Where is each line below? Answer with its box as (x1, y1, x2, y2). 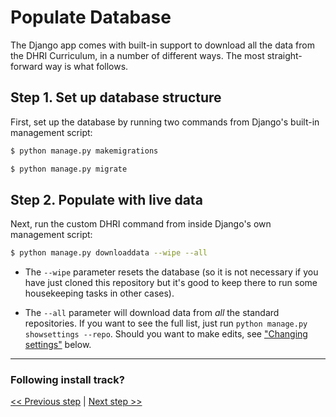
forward (10, 60, 43, 72)
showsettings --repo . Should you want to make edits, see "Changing (24, 328, 308, 340)
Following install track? (10, 373, 125, 387)
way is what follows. (44, 60, 129, 72)
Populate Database (10, 6, 172, 29)
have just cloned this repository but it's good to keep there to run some (24, 277, 318, 289)
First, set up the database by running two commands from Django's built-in (10, 116, 320, 128)
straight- (266, 49, 303, 61)
